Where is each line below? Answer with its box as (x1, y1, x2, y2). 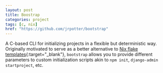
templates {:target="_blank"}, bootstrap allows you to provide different (5, 52, 153, 58)
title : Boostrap (5, 12, 40, 17)
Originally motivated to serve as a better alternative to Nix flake (5, 46, 138, 52)
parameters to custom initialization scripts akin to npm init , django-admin (5, 57, 158, 63)
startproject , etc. (5, 62, 43, 68)
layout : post (5, 7, 33, 13)
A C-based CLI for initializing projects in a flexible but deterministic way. (5, 40, 157, 46)
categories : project (5, 17, 50, 22)
